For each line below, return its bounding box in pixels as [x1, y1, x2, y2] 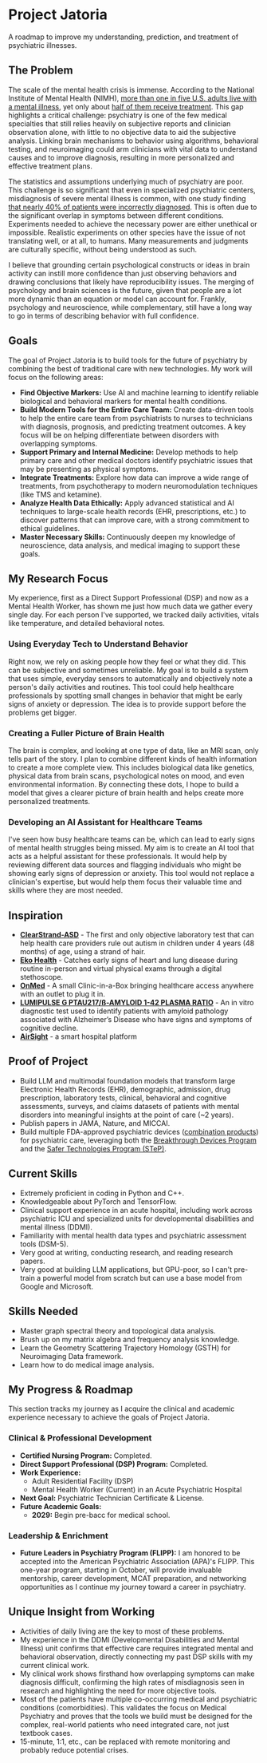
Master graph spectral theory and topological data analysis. [19, 1325, 216, 1335]
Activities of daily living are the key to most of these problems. [19, 1626, 225, 1636]
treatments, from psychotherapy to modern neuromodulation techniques [19, 481, 258, 490]
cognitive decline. [19, 1024, 79, 1033]
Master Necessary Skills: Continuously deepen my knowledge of [19, 532, 236, 541]
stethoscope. [19, 973, 64, 982]
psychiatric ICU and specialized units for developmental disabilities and [19, 1214, 254, 1223]
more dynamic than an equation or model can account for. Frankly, [8, 294, 227, 303]
